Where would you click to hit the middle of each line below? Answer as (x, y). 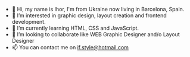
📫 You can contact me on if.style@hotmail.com (70, 47)
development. (29, 22)
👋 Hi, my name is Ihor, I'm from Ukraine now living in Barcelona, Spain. (98, 9)
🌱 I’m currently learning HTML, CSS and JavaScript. (75, 28)
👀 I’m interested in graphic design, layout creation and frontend (89, 15)
